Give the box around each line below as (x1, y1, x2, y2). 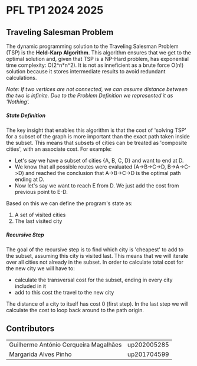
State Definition (6, 112, 46, 119)
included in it (14, 282, 46, 290)
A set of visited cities (14, 211, 66, 218)
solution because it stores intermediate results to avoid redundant (6, 68, 166, 75)
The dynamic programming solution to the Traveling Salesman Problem (6, 43, 179, 50)
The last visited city (14, 217, 63, 225)
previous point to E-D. (14, 188, 68, 195)
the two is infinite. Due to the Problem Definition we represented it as (6, 92, 173, 99)
